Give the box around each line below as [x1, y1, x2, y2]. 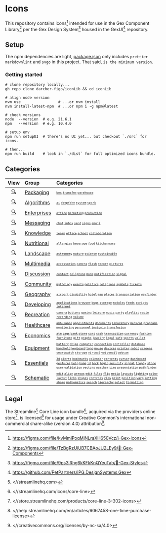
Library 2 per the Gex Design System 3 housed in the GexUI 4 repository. [5, 25, 149, 32]
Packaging [24, 189, 49, 195]
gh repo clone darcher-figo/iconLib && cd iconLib [5, 87, 112, 92]
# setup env [5, 130, 30, 135]
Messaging [24, 219, 50, 226]
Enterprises [24, 209, 52, 216]
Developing [24, 301, 51, 307]
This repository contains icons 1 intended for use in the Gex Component [5, 19, 150, 26]
